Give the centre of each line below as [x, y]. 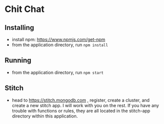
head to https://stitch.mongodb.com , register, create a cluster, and [81, 100]
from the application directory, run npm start [58, 72]
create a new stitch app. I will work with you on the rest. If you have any [85, 105]
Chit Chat [25, 9]
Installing [19, 28]
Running [18, 61]
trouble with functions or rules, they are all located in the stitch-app [81, 111]
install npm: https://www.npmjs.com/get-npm [59, 39]
